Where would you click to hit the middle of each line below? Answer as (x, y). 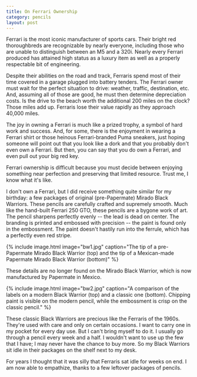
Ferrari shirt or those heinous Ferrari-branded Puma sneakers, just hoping (96, 137)
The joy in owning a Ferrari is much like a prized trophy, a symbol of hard (94, 125)
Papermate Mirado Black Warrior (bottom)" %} (62, 260)
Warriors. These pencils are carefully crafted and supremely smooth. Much (97, 204)
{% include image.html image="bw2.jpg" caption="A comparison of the (93, 289)
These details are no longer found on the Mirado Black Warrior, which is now (99, 271)
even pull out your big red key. (43, 156)
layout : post (22, 22)
